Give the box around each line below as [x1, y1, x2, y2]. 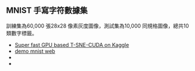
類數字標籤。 [6, 29, 37, 36]
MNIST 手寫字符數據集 [6, 5, 88, 16]
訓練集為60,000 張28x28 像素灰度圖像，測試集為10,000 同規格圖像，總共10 [6, 22, 190, 29]
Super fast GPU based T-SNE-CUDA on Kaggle [14, 41, 130, 48]
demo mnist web [14, 48, 55, 55]
